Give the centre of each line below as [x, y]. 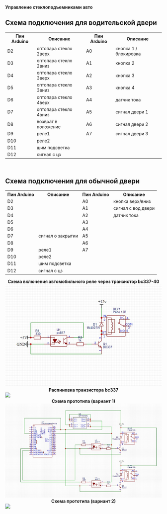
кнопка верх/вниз [132, 201]
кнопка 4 [125, 87]
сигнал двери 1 [132, 112]
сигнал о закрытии [58, 236]
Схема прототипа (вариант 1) [83, 401]
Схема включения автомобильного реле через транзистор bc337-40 [83, 282]
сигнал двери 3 [132, 134]
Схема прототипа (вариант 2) [83, 501]
